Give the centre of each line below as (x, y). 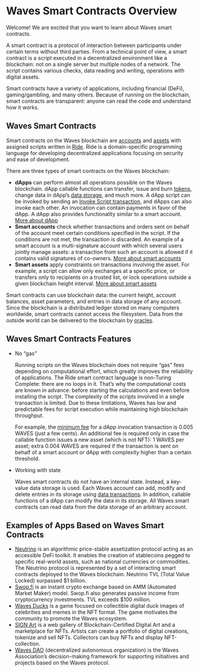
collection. (27, 644)
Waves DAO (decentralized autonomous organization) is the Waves (97, 650)
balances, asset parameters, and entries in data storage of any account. (94, 301)
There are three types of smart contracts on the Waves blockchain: (88, 171)
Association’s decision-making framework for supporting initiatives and (102, 657)
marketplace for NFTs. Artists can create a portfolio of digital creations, (102, 631)
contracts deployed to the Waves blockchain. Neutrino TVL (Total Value (102, 574)
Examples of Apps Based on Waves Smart (85, 525)
